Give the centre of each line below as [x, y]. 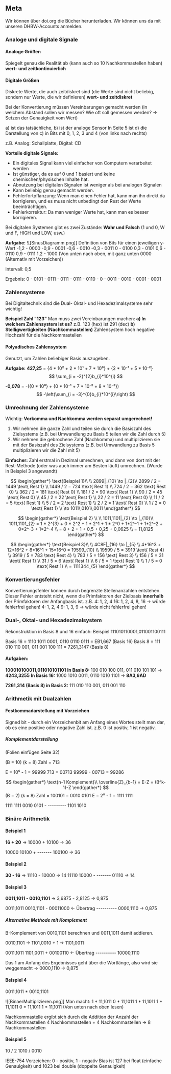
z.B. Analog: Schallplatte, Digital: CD [43, 143]
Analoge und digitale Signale [42, 39]
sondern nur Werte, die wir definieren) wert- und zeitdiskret [69, 97]
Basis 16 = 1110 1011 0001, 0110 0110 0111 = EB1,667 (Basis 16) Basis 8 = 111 [83, 641]
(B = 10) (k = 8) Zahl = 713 [33, 762]
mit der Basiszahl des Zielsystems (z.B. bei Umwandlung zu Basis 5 [83, 445]
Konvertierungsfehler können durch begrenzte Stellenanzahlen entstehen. [83, 591]
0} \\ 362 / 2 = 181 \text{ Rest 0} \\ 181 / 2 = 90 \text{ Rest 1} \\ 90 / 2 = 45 [86, 492]
